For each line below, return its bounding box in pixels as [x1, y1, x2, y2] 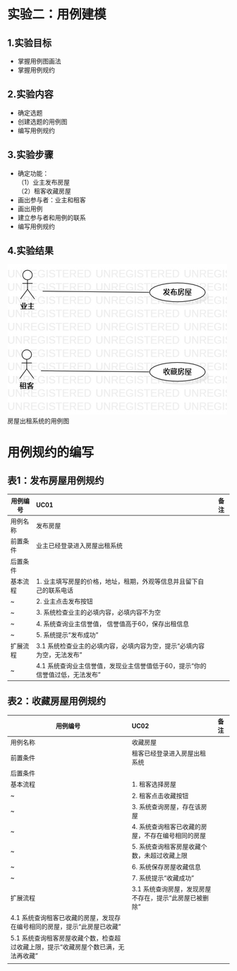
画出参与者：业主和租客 [17, 195, 86, 204]
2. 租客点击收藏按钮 [131, 791, 189, 800]
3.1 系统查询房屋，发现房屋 [131, 885, 212, 893]
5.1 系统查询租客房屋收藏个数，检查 [10, 934, 115, 942]
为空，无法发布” [36, 651, 83, 659]
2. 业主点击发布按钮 [36, 597, 93, 605]
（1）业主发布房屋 [17, 178, 71, 186]
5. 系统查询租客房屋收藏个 [131, 842, 207, 851]
